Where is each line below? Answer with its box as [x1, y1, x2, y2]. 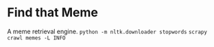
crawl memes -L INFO [7, 34, 67, 42]
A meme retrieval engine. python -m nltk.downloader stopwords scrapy [7, 27, 208, 35]
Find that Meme [7, 5, 98, 20]
